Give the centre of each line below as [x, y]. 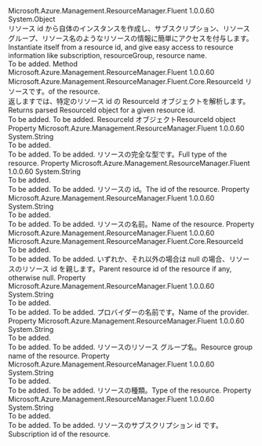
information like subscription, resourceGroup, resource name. [108, 55]
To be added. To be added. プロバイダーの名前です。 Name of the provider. [129, 312]
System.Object [32, 19]
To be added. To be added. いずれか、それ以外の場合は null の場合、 [119, 259]
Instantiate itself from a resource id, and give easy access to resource [121, 47]
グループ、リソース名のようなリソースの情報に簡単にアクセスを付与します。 [131, 38]
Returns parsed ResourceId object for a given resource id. [102, 110]
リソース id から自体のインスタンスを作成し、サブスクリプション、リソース [129, 28]
